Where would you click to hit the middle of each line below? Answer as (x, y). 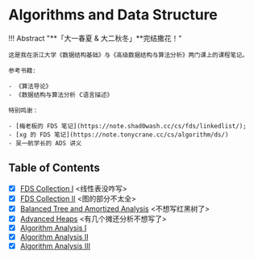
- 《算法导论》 (30, 86)
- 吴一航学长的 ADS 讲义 (45, 143)
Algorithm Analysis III (55, 246)
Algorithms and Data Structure (113, 15)
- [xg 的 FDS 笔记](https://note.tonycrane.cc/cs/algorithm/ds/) (119, 135)
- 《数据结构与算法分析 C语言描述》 (60, 94)
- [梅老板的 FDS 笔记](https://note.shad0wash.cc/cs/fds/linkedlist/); (128, 126)
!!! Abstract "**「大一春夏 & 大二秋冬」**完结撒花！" (95, 38)
